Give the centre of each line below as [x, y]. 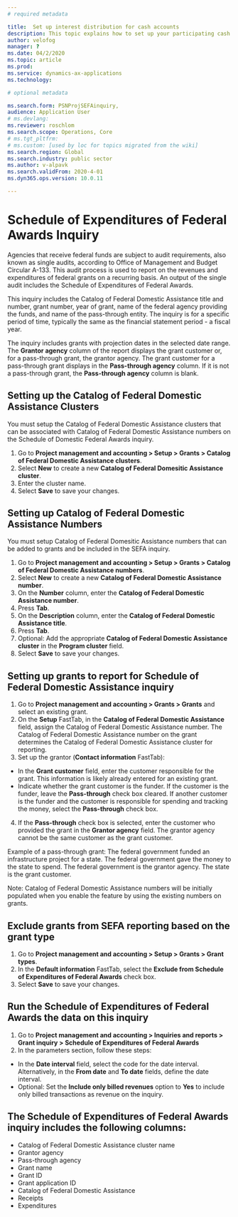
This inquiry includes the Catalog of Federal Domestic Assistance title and [115, 299]
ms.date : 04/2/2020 [36, 53]
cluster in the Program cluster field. [71, 646]
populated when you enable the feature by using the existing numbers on [114, 896]
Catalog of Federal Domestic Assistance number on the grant [107, 735]
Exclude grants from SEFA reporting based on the [119, 926]
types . [27, 962]
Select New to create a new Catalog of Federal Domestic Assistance [119, 578]
